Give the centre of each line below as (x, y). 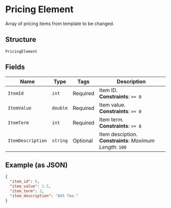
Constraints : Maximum (127, 141)
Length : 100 (113, 147)
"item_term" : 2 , (27, 191)
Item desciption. (118, 134)
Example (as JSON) (36, 165)
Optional (83, 141)
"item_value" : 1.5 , (31, 187)
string (60, 141)
